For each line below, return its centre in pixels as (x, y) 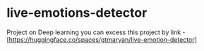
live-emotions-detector (77, 13)
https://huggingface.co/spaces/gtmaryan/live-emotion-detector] (103, 39)
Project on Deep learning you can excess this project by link (94, 32)
